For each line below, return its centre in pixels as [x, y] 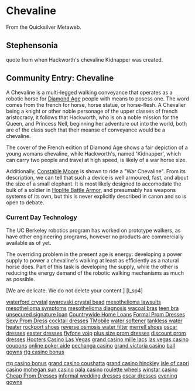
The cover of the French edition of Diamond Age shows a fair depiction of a [97, 147]
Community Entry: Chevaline [60, 78]
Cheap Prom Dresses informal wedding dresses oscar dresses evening [92, 375]
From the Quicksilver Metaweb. [44, 27]
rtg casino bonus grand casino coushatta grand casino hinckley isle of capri [97, 363]
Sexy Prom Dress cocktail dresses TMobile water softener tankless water [94, 321]
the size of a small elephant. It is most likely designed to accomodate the [94, 184]
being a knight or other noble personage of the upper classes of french [92, 111]
